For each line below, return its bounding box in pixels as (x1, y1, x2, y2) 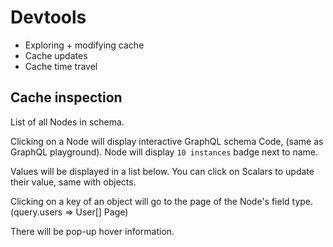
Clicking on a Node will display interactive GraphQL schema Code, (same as (10, 135, 324, 147)
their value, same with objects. (10, 176, 137, 188)
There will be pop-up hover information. (10, 225, 175, 237)
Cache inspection (10, 89, 123, 106)
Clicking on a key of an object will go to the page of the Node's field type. (10, 195, 314, 207)
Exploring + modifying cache (24, 39, 145, 51)
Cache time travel (24, 60, 98, 72)
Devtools (10, 6, 87, 29)
